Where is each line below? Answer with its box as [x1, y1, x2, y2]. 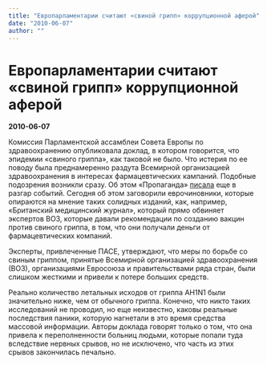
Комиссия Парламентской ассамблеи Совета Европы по [8, 137, 204, 147]
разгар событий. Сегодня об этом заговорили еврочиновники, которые [8, 189, 254, 198]
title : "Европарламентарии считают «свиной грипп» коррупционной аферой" [8, 11, 261, 20]
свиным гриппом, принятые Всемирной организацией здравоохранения [8, 255, 258, 265]
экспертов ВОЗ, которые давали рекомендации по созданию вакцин [8, 214, 245, 224]
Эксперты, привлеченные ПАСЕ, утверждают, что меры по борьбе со [8, 246, 249, 257]
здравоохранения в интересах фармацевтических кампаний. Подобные [8, 172, 257, 181]
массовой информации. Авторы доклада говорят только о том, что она [8, 322, 253, 331]
